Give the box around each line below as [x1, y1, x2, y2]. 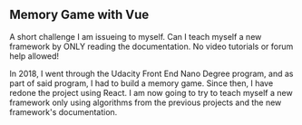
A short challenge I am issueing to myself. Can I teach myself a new [9, 31, 262, 42]
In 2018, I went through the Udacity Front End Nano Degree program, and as [9, 68, 294, 79]
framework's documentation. [9, 106, 118, 117]
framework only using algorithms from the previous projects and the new [9, 97, 282, 108]
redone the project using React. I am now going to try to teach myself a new [9, 87, 293, 98]
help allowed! [9, 50, 60, 62]
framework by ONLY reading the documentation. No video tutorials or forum [9, 41, 294, 52]
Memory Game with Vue [9, 7, 150, 23]
